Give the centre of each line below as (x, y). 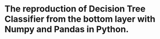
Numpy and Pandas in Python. (67, 29)
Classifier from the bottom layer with (80, 19)
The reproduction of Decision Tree (75, 9)
